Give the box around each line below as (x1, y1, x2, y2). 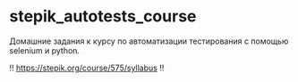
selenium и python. (9, 45, 81, 55)
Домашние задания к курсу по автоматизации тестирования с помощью (9, 36, 289, 46)
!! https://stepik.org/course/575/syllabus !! (9, 62, 165, 73)
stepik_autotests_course (9, 6, 197, 27)
